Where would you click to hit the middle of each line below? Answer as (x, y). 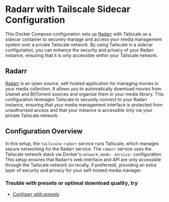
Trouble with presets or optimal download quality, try (72, 183)
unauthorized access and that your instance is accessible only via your (79, 110)
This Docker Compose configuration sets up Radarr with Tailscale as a (78, 34)
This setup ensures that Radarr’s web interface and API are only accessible (83, 159)
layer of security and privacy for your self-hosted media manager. (74, 170)
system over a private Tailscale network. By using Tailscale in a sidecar (79, 44)
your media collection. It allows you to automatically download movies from (83, 89)
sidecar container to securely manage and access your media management (84, 39)
